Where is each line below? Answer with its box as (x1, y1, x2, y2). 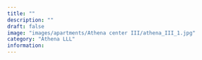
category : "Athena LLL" (7, 36, 76, 43)
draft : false (7, 23, 45, 30)
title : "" (7, 10, 36, 17)
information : (7, 42, 45, 49)
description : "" (7, 17, 54, 23)
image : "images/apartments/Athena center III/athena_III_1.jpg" (7, 29, 196, 37)
